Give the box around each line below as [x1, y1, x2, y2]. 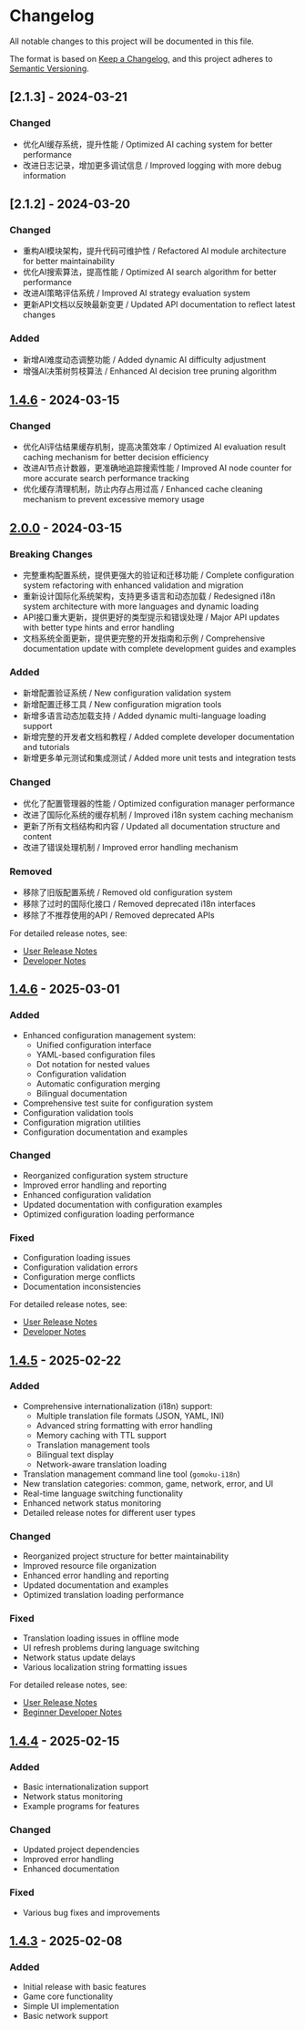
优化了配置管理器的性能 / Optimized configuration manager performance [22, 798, 296, 809]
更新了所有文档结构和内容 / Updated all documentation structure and [22, 820, 280, 831]
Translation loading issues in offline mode [22, 1633, 179, 1644]
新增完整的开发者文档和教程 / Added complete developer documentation [22, 731, 295, 743]
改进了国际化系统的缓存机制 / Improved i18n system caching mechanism [22, 809, 294, 820]
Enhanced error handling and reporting [22, 1570, 169, 1582]
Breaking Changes [9, 548, 94, 561]
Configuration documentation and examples [22, 1127, 188, 1138]
